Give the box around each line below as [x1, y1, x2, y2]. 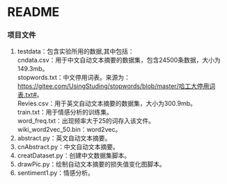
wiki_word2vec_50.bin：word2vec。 [17, 126, 122, 134]
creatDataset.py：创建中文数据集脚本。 [17, 151, 131, 160]
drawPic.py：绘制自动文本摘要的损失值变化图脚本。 [17, 160, 166, 169]
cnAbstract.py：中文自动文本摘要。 [17, 143, 120, 151]
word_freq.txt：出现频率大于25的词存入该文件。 [17, 117, 155, 125]
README [7, 4, 60, 20]
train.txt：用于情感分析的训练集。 [17, 108, 113, 117]
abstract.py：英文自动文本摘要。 [17, 134, 111, 142]
